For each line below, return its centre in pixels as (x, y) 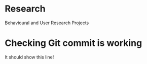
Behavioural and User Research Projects (47, 23)
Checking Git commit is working (73, 43)
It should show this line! (29, 57)
